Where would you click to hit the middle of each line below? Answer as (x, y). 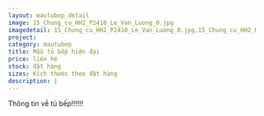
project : (22, 37)
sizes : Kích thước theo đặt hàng (63, 74)
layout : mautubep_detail (49, 15)
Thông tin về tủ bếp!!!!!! (46, 103)
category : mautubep (40, 45)
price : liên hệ (33, 60)
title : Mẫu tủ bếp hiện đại (54, 52)
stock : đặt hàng (35, 67)
